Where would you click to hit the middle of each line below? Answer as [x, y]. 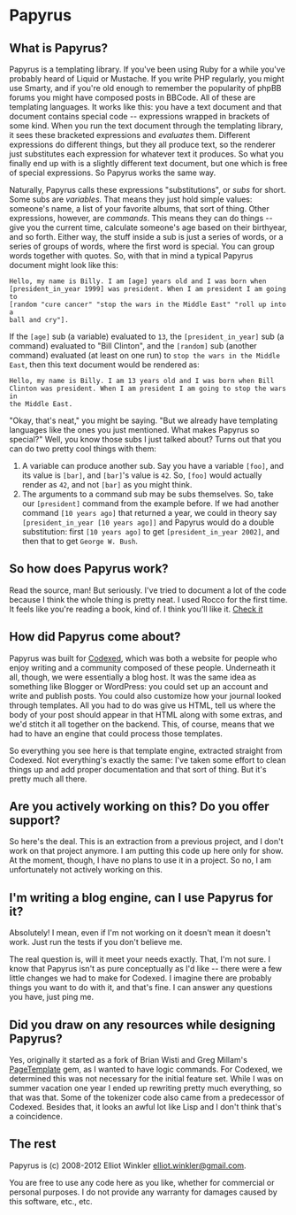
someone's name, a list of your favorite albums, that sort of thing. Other [139, 208]
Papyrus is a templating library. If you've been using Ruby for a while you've [147, 69]
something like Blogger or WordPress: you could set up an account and [139, 686]
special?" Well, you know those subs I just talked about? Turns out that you [145, 439]
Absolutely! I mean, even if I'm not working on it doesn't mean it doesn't [140, 933]
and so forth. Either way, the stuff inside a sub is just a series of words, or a [146, 237]
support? [35, 821]
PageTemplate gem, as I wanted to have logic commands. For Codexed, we [146, 1069]
